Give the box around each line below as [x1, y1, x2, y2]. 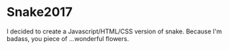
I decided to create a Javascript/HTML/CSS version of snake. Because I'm [6, 27, 223, 35]
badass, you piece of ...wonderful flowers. [6, 34, 130, 42]
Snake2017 [6, 4, 73, 20]
